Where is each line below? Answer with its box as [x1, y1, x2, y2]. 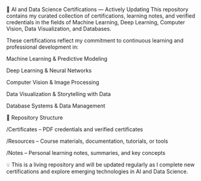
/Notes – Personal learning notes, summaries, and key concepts [6, 149, 165, 156]
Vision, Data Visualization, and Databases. [6, 25, 112, 32]
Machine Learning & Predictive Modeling [6, 55, 108, 62]
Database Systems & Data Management [6, 102, 106, 109]
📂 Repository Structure [6, 114, 64, 121]
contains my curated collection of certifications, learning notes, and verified [6, 12, 196, 19]
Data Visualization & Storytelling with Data [6, 90, 111, 97]
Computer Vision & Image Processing [6, 79, 100, 86]
